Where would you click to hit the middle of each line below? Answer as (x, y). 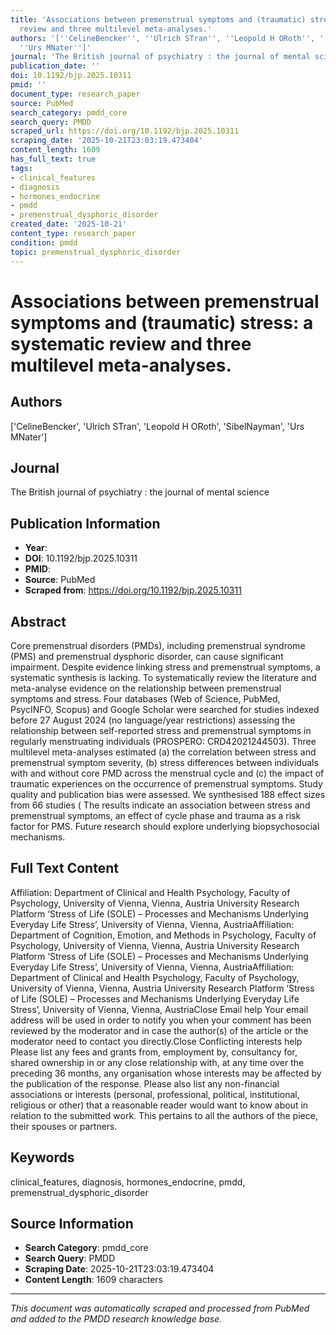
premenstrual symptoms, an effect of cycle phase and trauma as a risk (156, 815)
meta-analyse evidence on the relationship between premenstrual (146, 688)
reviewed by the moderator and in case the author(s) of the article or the (159, 1030)
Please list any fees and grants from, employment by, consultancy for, (154, 1052)
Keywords (42, 1157)
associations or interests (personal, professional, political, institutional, (155, 1094)
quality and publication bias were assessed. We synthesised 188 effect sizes (168, 794)
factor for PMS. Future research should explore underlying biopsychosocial (165, 826)
